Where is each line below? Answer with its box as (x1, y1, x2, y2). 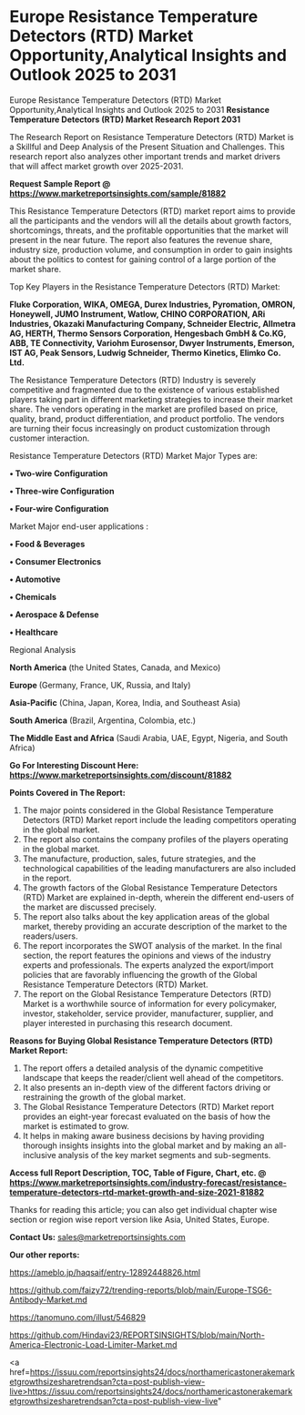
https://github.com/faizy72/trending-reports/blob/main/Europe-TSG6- (9, 1284, 272, 1295)
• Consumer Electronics (9, 555, 102, 566)
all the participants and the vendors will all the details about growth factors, (9, 215, 292, 226)
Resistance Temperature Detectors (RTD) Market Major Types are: (9, 450, 258, 461)
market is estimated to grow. (22, 1120, 129, 1131)
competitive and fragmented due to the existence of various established (9, 384, 280, 395)
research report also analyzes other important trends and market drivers (9, 150, 280, 161)
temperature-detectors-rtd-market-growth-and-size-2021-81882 (9, 1186, 265, 1197)
